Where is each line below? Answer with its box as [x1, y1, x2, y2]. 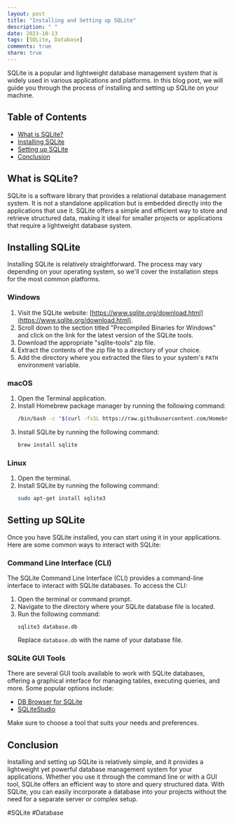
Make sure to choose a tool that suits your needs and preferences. [7, 718, 199, 727]
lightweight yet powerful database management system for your [7, 765, 193, 774]
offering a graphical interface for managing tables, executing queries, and [7, 676, 221, 685]
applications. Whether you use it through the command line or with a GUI [7, 772, 217, 781]
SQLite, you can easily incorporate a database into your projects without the [7, 787, 227, 796]
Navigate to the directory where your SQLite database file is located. [17, 602, 216, 610]
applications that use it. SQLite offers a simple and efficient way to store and [7, 206, 228, 215]
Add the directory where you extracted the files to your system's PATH [17, 353, 219, 361]
